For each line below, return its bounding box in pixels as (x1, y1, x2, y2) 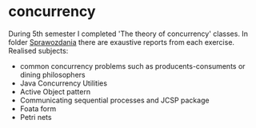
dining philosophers (19, 70, 86, 79)
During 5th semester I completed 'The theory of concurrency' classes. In (8, 29, 248, 38)
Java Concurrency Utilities (19, 78, 108, 88)
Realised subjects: (8, 46, 69, 55)
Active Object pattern (19, 86, 90, 96)
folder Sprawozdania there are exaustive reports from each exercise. (8, 37, 234, 46)
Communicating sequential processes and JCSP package (19, 95, 210, 105)
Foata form (19, 103, 57, 114)
